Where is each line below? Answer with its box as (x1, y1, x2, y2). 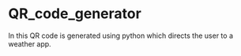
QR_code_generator (8, 5, 142, 23)
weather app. (8, 39, 51, 48)
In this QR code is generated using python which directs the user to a (8, 31, 233, 40)
